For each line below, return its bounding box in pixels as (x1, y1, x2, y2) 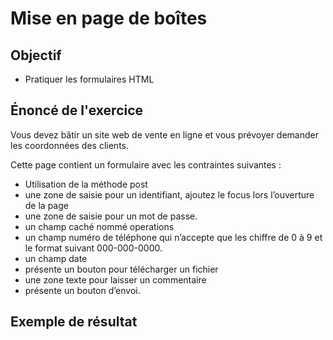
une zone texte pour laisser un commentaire (24, 273, 207, 286)
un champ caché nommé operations (24, 220, 175, 232)
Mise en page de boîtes (10, 7, 208, 30)
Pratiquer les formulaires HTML (24, 73, 155, 85)
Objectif (10, 47, 62, 64)
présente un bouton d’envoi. (24, 284, 141, 296)
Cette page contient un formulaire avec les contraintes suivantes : (10, 158, 282, 171)
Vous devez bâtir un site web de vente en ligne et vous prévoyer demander (10, 128, 320, 141)
